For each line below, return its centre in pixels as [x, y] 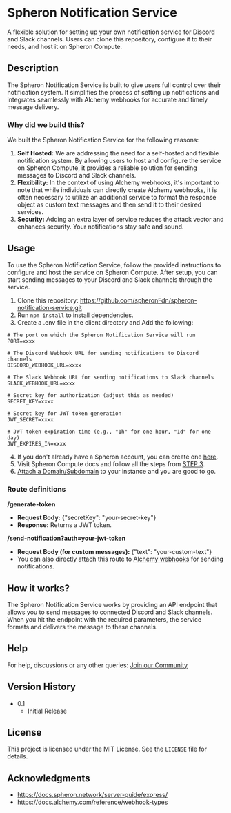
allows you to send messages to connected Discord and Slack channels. [110, 612]
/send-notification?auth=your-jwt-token [67, 538]
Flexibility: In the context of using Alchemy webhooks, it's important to [118, 183]
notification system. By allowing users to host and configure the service [119, 161]
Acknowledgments [49, 778]
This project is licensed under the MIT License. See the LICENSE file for [107, 749]
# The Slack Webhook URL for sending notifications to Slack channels [111, 377]
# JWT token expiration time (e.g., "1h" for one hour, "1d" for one [109, 432]
